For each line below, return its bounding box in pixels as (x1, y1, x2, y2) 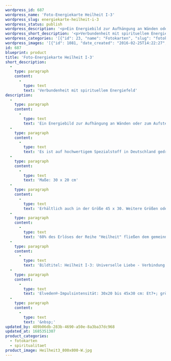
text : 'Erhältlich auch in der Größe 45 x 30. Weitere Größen (23, 206, 158, 211)
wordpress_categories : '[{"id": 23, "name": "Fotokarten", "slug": (5, 36, 152, 41)
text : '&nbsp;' (23, 319, 56, 324)
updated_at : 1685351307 (5, 329, 56, 334)
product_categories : (5, 334, 49, 339)
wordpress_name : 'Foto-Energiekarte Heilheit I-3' (5, 12, 115, 17)
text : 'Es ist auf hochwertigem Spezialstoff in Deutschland (23, 149, 156, 155)
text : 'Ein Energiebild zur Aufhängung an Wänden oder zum (23, 121, 152, 126)
